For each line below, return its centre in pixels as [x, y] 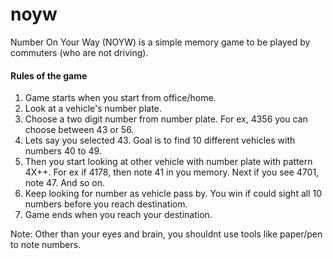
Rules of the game [49, 75]
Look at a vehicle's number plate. [93, 109]
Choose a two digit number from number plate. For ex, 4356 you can [166, 119]
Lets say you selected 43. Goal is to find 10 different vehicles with [160, 140]
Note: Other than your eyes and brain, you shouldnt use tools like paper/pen [166, 234]
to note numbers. [46, 245]
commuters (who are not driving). [79, 52]
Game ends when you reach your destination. [118, 215]
